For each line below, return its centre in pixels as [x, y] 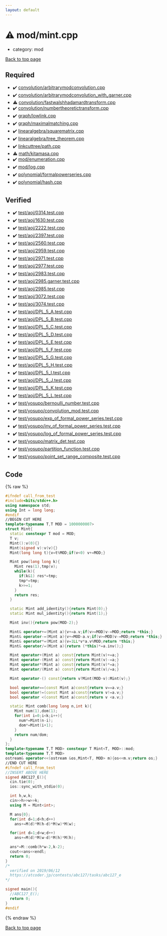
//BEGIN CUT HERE [24, 520]
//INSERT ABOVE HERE [27, 772]
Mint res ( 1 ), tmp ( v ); [36, 567]
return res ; [27, 595]
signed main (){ [21, 889]
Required [20, 75]
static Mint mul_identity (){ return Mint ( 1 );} [59, 614]
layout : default [22, 10]
